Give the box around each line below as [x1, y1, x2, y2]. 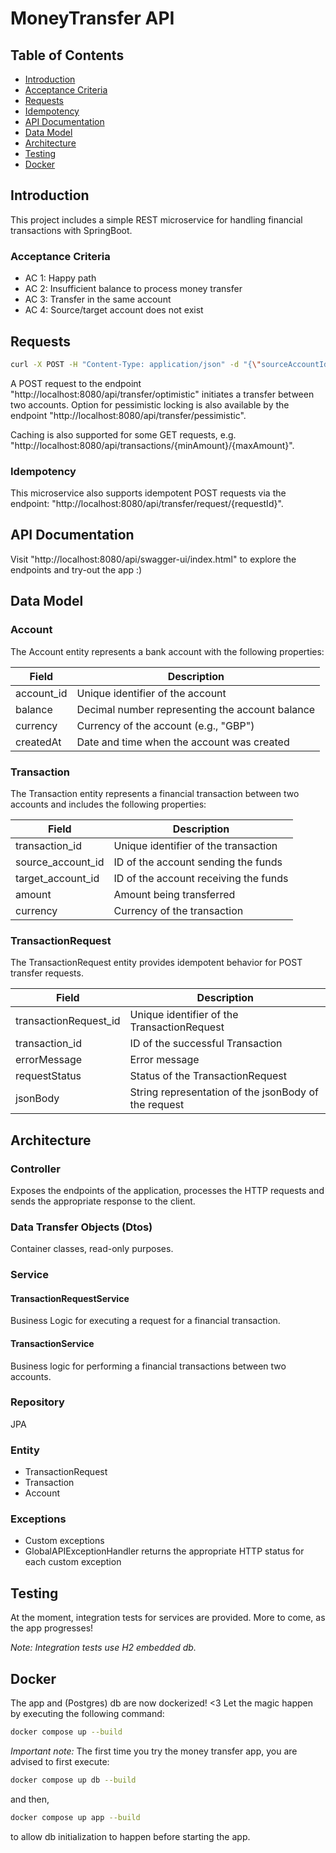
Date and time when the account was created [76, 735, 290, 749]
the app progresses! [10, 1622, 94, 1634]
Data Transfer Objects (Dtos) [10, 1220, 153, 1234]
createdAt [15, 735, 62, 749]
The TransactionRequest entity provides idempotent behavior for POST [10, 957, 303, 969]
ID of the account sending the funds [113, 855, 283, 869]
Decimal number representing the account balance [76, 702, 316, 716]
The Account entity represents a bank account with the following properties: [10, 645, 325, 657]
